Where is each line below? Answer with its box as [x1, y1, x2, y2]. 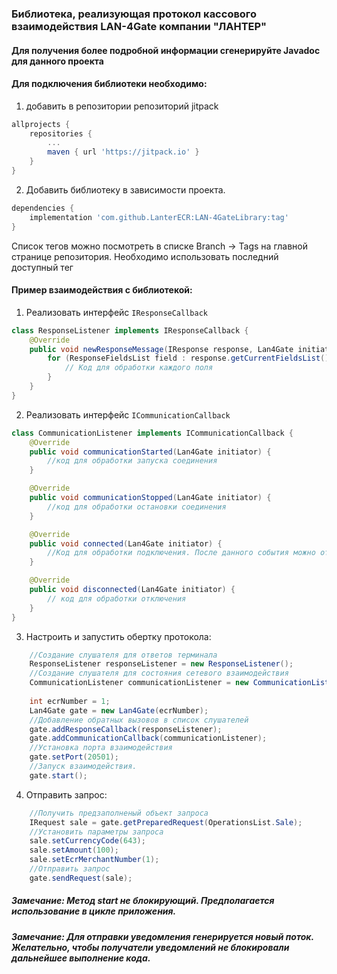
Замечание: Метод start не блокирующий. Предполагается [11, 895, 275, 907]
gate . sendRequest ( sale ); [29, 873, 133, 883]
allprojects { [11, 119, 71, 129]
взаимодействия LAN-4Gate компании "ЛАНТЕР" [11, 19, 268, 33]
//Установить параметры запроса [29, 827, 164, 837]
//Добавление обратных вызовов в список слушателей [29, 715, 249, 725]
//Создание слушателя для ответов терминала [29, 650, 218, 660]
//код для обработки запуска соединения [47, 456, 218, 466]
